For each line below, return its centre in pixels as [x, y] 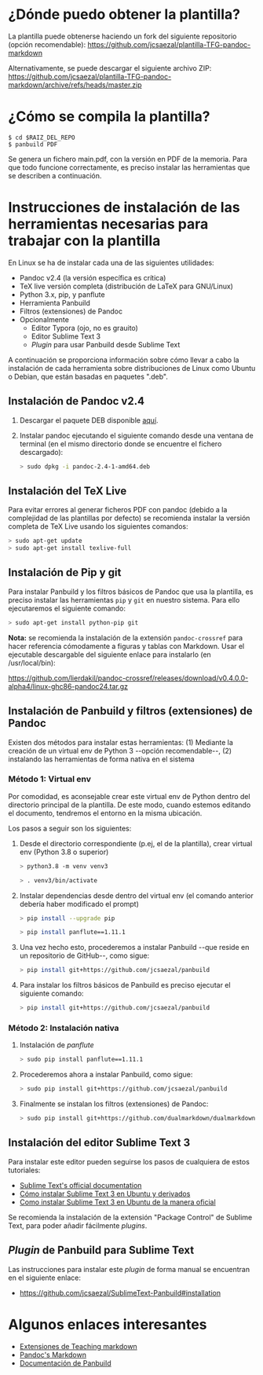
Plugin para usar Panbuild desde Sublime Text [106, 344]
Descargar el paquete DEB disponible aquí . [89, 420]
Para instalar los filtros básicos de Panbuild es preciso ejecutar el [125, 985]
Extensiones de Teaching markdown [78, 1346]
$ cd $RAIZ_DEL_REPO [42, 137]
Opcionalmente [44, 319]
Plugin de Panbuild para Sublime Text [101, 1250]
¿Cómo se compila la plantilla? [109, 117]
